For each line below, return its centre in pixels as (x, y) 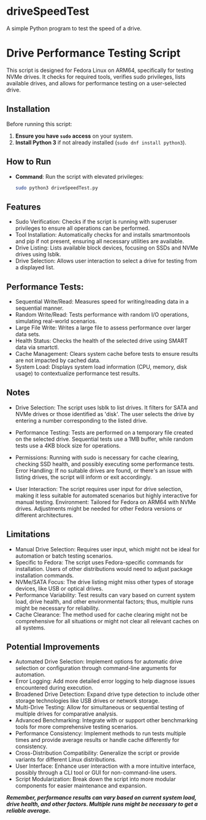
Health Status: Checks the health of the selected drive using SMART (101, 341)
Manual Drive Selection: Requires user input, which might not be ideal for (107, 549)
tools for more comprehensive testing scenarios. (76, 727)
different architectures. (44, 515)
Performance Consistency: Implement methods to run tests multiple (101, 733)
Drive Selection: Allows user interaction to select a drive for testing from (106, 261)
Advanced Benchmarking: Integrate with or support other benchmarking (106, 720)
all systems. (30, 628)
